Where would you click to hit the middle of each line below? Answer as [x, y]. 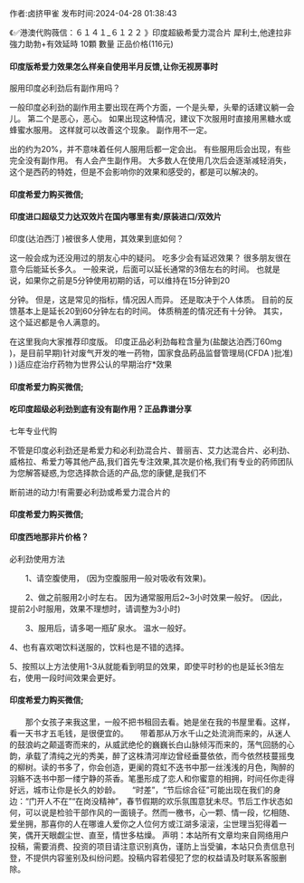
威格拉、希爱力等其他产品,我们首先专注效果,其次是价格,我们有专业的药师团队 [152, 461]
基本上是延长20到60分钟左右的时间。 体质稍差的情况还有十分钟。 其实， [152, 311]
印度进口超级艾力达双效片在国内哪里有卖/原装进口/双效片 [115, 216]
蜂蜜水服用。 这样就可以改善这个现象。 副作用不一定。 [111, 130]
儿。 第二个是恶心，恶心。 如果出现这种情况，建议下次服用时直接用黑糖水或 [150, 119]
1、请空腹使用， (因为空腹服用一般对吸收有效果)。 [118, 578]
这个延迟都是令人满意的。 [57, 322]
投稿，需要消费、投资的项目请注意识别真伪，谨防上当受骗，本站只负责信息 [148, 846]
